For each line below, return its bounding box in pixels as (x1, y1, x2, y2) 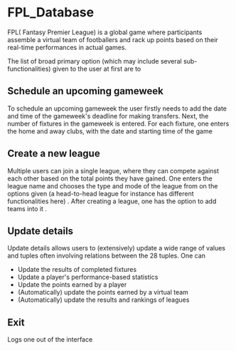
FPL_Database (7, 4, 95, 21)
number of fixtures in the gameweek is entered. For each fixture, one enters (7, 119, 230, 128)
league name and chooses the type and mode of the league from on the (7, 181, 218, 190)
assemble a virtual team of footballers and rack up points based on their (7, 35, 218, 44)
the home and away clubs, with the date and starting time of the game (7, 126, 213, 136)
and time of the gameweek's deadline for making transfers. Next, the (7, 111, 209, 120)
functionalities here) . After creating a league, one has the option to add (7, 197, 217, 205)
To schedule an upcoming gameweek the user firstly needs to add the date (7, 104, 227, 113)
